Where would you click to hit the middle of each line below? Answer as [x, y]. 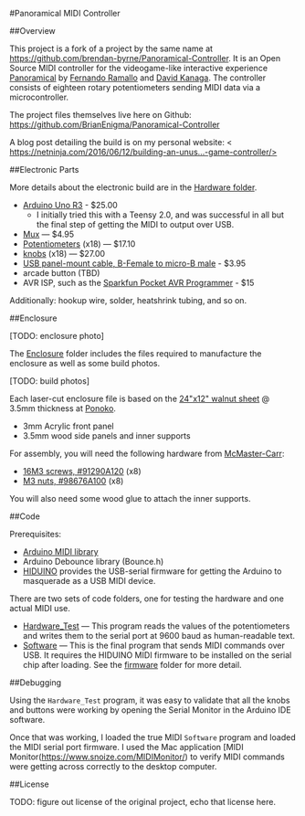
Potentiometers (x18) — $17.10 [79, 244]
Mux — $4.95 [48, 234]
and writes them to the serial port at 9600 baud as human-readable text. [158, 636]
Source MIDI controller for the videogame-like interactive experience [138, 68]
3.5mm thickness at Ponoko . [63, 408]
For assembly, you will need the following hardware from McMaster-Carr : [147, 453]
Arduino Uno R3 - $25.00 [70, 205]
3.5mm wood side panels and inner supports [106, 436]
